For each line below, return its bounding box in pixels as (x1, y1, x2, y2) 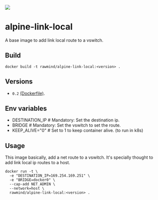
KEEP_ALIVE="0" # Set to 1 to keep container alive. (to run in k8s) (12, 128, 143, 133)
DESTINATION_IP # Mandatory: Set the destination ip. (12, 117, 120, 123)
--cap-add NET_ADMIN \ (9, 182, 55, 187)
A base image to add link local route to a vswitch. (5, 37, 104, 43)
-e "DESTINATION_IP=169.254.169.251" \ (9, 173, 90, 178)
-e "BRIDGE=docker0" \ (9, 178, 55, 183)
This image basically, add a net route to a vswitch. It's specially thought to (5, 154, 153, 160)
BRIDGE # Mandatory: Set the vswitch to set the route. (12, 122, 121, 128)
